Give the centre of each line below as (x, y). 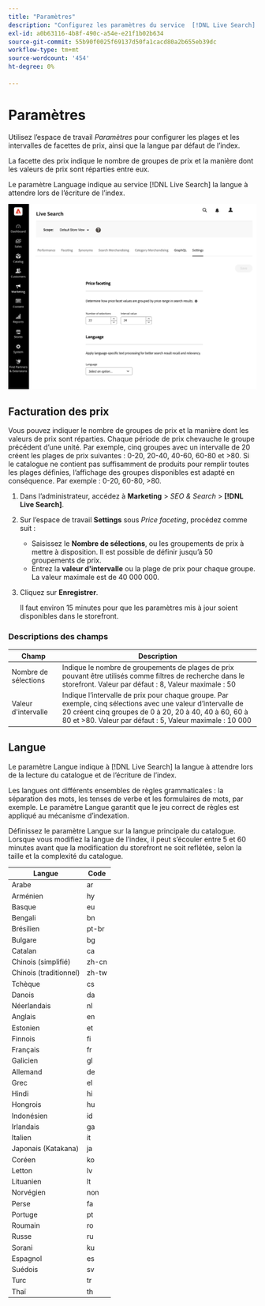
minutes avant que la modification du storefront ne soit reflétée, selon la (125, 847)
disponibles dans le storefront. (69, 616)
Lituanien (26, 1182)
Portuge (24, 1214)
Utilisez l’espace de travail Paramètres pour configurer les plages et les (124, 137)
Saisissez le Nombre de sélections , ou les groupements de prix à (138, 544)
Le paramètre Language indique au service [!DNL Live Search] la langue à (128, 184)
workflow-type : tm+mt (44, 50)
